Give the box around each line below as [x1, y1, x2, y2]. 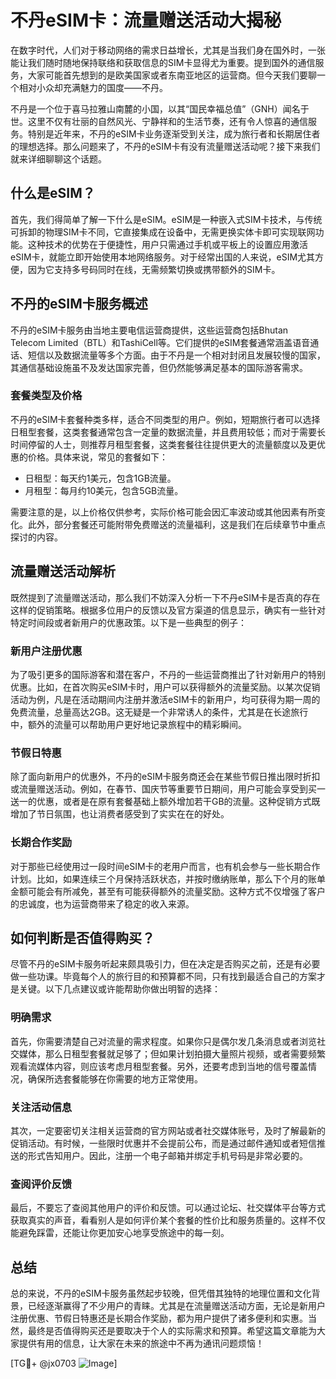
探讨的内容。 [10, 531, 63, 543]
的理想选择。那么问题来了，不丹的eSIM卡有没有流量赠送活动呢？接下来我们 [10, 140, 321, 152]
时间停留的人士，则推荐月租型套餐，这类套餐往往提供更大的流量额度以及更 [10, 438, 317, 450]
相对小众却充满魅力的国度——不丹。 [18, 81, 168, 93]
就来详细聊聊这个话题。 [10, 152, 107, 165]
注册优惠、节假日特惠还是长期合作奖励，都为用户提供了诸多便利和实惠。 [10, 1312, 308, 1325]
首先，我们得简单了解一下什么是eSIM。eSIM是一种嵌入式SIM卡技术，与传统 [10, 213, 323, 225]
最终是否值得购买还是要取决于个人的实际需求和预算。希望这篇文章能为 [27, 1325, 317, 1337]
